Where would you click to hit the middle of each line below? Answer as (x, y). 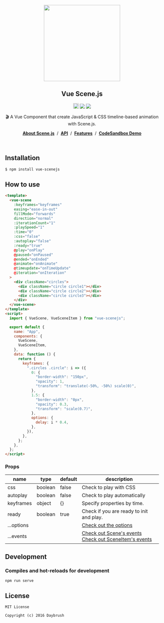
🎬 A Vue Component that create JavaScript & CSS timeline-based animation (82, 117)
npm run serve (20, 581)
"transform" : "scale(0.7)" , (64, 409)
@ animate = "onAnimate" (36, 264)
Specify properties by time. (113, 503)
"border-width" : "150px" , (62, 377)
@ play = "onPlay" (29, 250)
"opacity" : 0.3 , (52, 404)
